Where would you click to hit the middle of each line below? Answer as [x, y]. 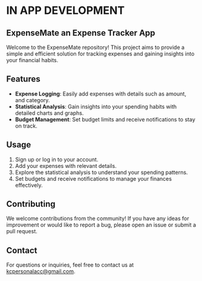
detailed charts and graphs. [49, 113]
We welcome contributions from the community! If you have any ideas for [98, 219]
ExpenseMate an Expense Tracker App [81, 33]
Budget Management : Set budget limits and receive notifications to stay [105, 119]
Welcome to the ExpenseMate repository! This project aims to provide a [96, 47]
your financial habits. [32, 60]
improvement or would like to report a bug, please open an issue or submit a [101, 225]
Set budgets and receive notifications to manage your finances [93, 178]
